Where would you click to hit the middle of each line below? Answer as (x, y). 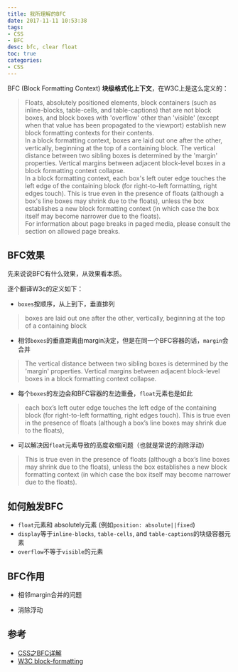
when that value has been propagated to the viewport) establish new (125, 125)
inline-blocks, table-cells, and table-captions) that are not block (118, 110)
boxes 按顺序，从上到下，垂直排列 (66, 304)
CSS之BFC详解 (39, 653)
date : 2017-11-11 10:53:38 (47, 21)
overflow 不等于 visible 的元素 (60, 552)
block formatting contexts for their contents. (89, 133)
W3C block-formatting (50, 661)
